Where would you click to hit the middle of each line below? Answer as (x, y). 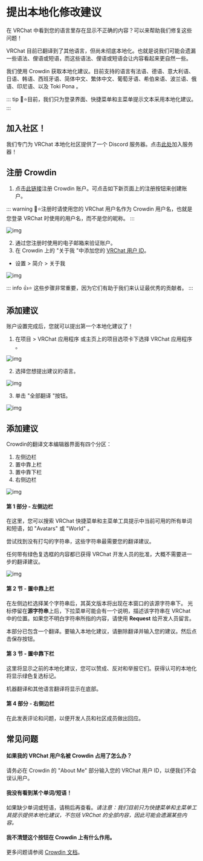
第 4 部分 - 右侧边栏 (31, 704)
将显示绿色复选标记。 (33, 676)
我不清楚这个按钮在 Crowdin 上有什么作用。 (61, 837)
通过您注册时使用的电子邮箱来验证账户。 (65, 243)
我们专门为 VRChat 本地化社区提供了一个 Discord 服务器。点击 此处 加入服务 (100, 144)
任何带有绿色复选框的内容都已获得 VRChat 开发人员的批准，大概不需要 (94, 554)
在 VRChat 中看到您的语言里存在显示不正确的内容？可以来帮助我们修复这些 (99, 30)
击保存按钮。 (22, 638)
